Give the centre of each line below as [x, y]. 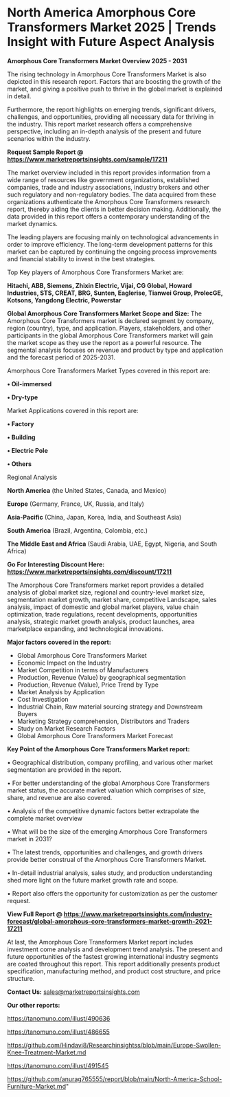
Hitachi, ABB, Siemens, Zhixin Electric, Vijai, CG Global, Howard [100, 285]
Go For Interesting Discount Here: [56, 564]
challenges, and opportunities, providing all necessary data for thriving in [111, 117]
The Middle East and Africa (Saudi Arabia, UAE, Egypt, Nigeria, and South [112, 544]
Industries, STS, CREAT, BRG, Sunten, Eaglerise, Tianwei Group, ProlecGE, [115, 293]
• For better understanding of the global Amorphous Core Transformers [108, 783]
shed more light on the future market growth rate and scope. [93, 880]
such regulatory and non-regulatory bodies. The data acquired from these [112, 195]
